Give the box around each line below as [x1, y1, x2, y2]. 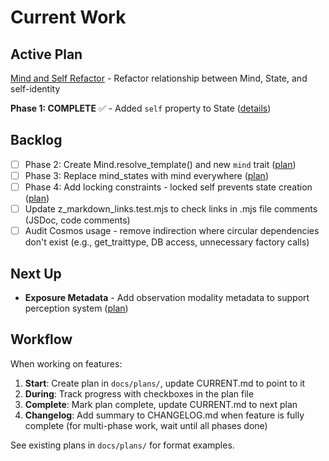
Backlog [10, 132, 63, 149]
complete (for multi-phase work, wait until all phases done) [24, 419, 268, 431]
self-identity [10, 83, 61, 95]
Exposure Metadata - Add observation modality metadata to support [24, 291, 310, 303]
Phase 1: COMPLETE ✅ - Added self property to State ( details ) [10, 102, 272, 114]
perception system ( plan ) [24, 302, 129, 314]
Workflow [10, 331, 73, 348]
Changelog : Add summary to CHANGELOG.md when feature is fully [24, 409, 305, 421]
